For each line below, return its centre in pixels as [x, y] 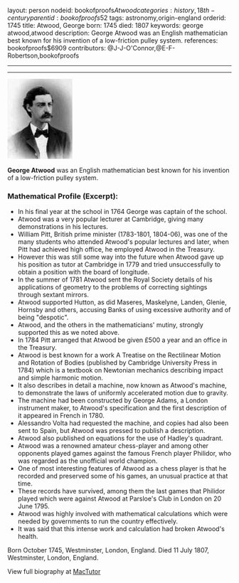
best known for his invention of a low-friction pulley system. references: [113, 41]
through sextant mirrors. [53, 295]
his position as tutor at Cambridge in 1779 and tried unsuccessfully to [119, 264]
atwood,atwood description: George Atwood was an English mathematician [118, 33]
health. [28, 537]
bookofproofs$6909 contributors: [57, 48]
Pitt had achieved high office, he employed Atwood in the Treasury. [116, 250]
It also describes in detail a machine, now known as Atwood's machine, [122, 385]
